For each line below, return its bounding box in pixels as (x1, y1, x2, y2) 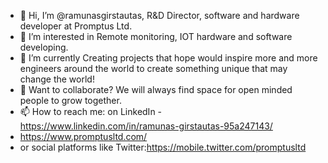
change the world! (19, 73, 95, 85)
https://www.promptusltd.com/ (19, 131, 148, 142)
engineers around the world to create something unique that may (19, 63, 288, 74)
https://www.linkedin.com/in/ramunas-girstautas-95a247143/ (19, 120, 273, 132)
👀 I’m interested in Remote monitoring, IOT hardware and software (19, 31, 293, 42)
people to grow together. (19, 95, 122, 106)
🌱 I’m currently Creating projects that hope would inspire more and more (19, 52, 318, 64)
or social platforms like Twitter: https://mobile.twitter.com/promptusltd (19, 141, 307, 153)
